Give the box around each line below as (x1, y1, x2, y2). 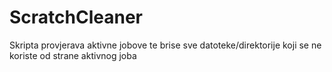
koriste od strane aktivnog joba (9, 49, 137, 61)
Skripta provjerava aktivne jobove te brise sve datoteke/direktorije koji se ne (9, 39, 322, 51)
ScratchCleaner (9, 6, 143, 29)
